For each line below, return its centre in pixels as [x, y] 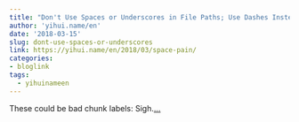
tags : [19, 75]
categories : [31, 58]
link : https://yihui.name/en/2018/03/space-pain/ [103, 50]
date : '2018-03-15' [45, 34]
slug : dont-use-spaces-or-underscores [81, 42]
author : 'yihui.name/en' [55, 26]
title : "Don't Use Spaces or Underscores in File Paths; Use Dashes [139, 17]
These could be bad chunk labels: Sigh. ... [85, 108]
